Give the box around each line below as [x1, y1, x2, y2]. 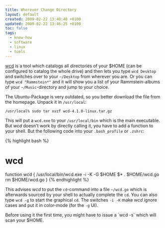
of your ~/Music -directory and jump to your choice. [5, 84, 109, 90]
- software [9, 40, 32, 45]
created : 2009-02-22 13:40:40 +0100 [5, 16, 81, 21]
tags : [5, 30, 16, 35]
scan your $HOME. [5, 218, 44, 224]
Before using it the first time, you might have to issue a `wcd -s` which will [5, 212, 157, 218]
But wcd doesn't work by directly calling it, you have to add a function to [5, 123, 154, 129]
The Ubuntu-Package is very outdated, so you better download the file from [5, 93, 161, 100]
